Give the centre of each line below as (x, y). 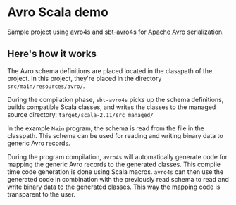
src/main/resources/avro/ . (46, 86)
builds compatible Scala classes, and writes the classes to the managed (112, 107)
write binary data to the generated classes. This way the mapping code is (114, 187)
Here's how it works (52, 54)
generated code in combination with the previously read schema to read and (118, 179)
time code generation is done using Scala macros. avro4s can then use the (116, 172)
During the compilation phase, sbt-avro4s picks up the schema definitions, (116, 99)
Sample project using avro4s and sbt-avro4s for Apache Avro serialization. (116, 32)
